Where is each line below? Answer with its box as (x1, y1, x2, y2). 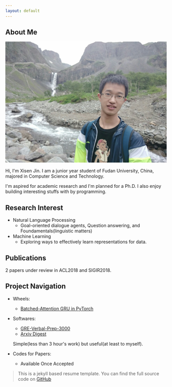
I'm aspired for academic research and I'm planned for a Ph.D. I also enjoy (5, 183, 161, 189)
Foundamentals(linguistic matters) (20, 228, 93, 234)
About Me (5, 28, 37, 37)
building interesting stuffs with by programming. (5, 188, 106, 195)
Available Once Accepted (20, 360, 74, 367)
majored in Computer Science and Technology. (5, 173, 105, 179)
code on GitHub (17, 376, 52, 382)
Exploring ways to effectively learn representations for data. (20, 239, 147, 245)
